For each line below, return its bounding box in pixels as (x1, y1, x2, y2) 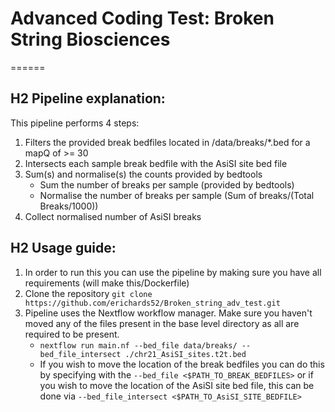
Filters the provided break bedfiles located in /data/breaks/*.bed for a (24, 136, 311, 148)
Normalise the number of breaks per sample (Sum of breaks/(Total (39, 189, 315, 201)
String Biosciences (10, 28, 171, 51)
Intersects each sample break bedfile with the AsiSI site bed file (24, 157, 288, 169)
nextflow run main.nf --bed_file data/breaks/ (39, 340, 238, 351)
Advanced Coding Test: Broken (10, 7, 275, 30)
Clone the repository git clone (24, 287, 153, 299)
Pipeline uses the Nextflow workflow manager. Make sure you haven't (24, 307, 313, 319)
